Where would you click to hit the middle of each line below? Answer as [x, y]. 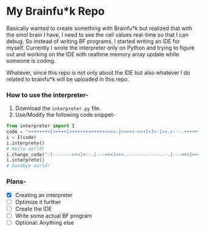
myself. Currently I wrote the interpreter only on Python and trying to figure [101, 48]
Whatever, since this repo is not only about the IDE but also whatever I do [98, 72]
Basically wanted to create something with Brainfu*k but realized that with [99, 28]
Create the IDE [33, 209]
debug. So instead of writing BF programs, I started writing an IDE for [93, 41]
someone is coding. [31, 61]
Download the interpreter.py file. [58, 108]
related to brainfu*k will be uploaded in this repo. [68, 79]
